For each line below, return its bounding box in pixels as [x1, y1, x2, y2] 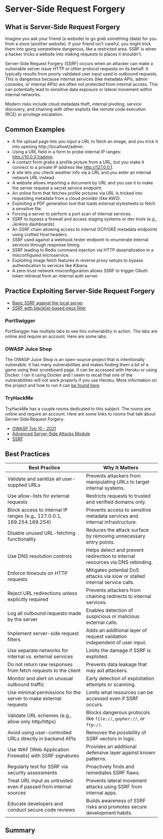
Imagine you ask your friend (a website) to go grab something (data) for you [5, 36, 157, 41]
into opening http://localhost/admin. [12, 144, 84, 149]
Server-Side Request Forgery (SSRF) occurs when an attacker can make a [5, 61, 153, 66]
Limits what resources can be [86, 689, 153, 696]
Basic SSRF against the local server [12, 300, 83, 306]
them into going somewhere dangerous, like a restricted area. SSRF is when [5, 46, 157, 52]
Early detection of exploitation [86, 675, 154, 682]
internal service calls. [86, 579, 135, 586]
